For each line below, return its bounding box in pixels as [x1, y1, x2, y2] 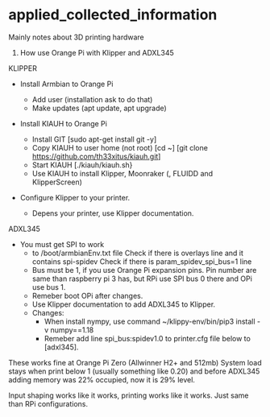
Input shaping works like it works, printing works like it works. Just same [8, 390, 249, 400]
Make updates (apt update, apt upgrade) [31, 103, 167, 113]
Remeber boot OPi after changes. [31, 291, 143, 300]
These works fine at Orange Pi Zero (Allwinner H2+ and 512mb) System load [8, 357, 262, 367]
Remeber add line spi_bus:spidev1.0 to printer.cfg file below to [44, 333, 251, 343]
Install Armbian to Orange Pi [19, 79, 114, 89]
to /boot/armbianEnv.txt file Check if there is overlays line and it [31, 248, 244, 258]
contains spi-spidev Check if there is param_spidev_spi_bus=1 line [31, 256, 252, 266]
